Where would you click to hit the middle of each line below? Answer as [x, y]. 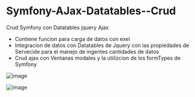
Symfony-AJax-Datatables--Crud [91, 11]
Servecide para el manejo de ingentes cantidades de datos [87, 51]
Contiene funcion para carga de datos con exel [72, 39]
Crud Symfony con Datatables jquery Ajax [57, 27]
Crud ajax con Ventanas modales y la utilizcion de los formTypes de [97, 58]
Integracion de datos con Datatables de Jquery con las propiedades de [102, 45]
